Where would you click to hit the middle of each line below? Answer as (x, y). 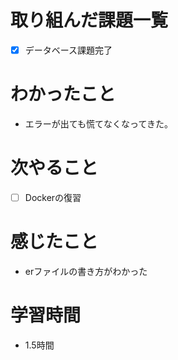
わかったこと (63, 94)
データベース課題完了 (68, 50)
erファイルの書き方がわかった (86, 271)
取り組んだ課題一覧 (89, 20)
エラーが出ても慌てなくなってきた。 (98, 123)
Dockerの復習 (53, 197)
